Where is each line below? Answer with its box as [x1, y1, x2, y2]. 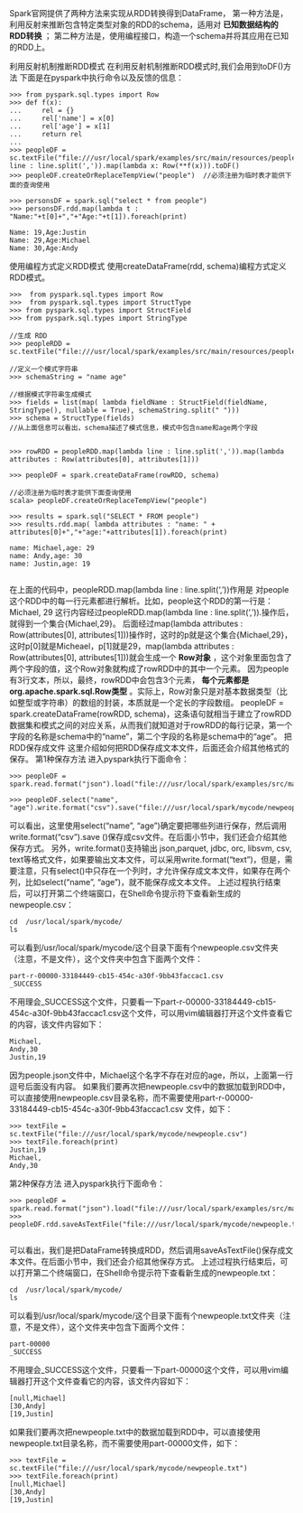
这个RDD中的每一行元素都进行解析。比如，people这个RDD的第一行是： [9, 595, 273, 606]
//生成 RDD [9, 332, 48, 341]
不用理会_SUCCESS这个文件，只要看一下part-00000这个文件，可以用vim [9, 1365, 281, 1375]
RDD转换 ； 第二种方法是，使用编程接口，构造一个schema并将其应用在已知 [9, 31, 289, 41]
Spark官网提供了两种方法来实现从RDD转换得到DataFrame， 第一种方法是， [9, 8, 289, 18]
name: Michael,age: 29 [9, 544, 95, 553]
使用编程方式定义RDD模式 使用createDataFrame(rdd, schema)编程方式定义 [9, 261, 287, 271]
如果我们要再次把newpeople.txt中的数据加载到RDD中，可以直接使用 [9, 1426, 262, 1437]
